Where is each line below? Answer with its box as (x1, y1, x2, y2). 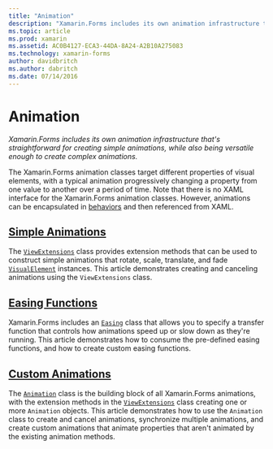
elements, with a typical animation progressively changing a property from (8, 175, 258, 185)
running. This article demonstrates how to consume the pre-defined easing (8, 335, 260, 345)
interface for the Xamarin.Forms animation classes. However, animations (8, 192, 251, 203)
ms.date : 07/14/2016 (8, 72, 79, 80)
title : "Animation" (8, 11, 75, 20)
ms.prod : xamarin (8, 34, 67, 43)
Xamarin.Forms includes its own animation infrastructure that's (8, 134, 221, 144)
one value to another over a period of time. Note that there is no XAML (8, 184, 244, 194)
